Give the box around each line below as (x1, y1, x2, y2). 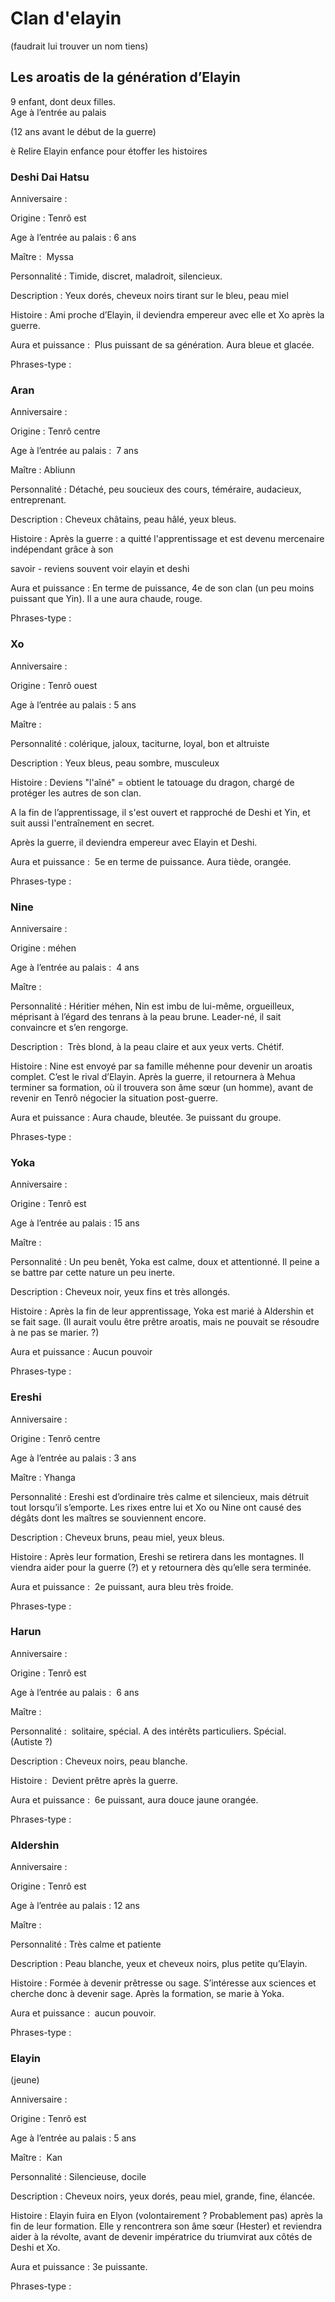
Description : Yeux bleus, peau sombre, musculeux (10, 757, 220, 769)
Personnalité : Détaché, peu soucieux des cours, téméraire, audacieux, (10, 483, 302, 496)
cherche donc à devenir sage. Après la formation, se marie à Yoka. (10, 1988, 285, 2000)
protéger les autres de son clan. (10, 787, 142, 799)
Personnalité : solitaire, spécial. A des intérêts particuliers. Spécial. (10, 1725, 287, 1737)
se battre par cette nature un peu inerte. (10, 1267, 175, 1279)
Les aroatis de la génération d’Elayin (10, 69, 241, 86)
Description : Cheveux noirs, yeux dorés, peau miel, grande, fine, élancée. (10, 2190, 316, 2202)
